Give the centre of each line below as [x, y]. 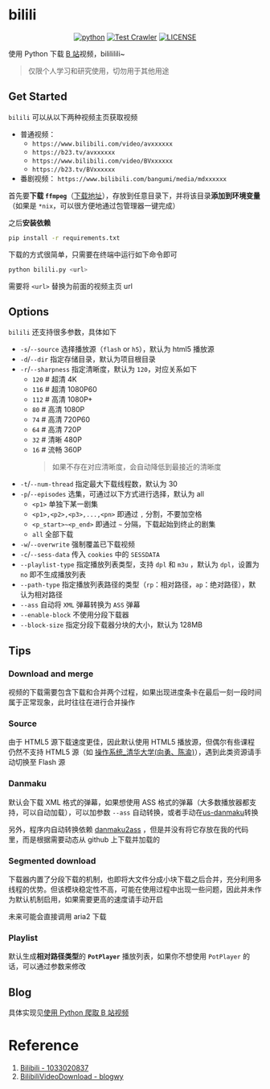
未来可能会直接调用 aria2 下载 [57, 916]
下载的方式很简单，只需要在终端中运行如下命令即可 [93, 254]
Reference [43, 1046]
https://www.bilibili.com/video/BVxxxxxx [102, 161]
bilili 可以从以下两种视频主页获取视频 [73, 117]
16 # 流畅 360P [57, 450]
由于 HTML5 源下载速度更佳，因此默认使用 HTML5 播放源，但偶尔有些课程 [132, 742]
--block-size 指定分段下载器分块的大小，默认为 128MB [111, 625]
